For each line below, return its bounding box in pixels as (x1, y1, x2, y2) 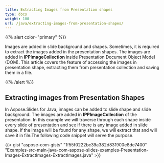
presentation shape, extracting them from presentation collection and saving (5, 65, 160, 70)
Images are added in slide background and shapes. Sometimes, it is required (5, 44, 160, 49)
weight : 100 (5, 16, 29, 21)
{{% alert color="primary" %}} (5, 34, 67, 40)
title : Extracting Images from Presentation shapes (5, 7, 113, 12)
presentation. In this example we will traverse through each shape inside (5, 117, 151, 123)
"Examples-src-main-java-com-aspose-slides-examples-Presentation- (5, 147, 149, 153)
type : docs (5, 12, 27, 17)
